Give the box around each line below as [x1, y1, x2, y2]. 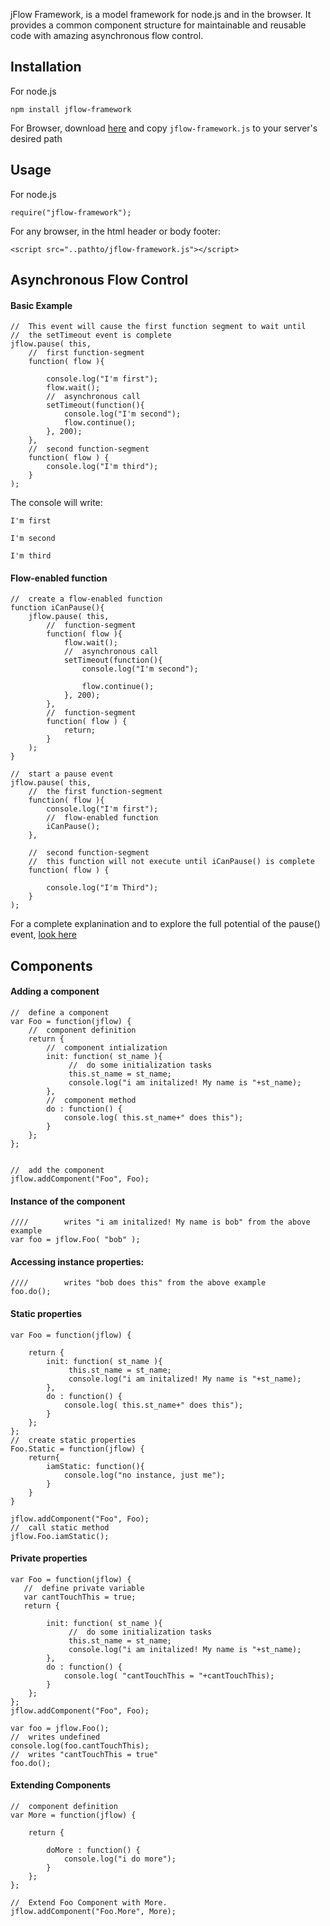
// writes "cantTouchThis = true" [10, 1749, 159, 1759]
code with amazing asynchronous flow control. [10, 30, 204, 41]
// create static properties [10, 1435, 137, 1445]
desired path [10, 132, 63, 144]
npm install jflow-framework [10, 104, 132, 114]
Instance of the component [10, 1195, 126, 1207]
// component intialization [46, 1043, 168, 1053]
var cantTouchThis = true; [23, 1592, 137, 1602]
